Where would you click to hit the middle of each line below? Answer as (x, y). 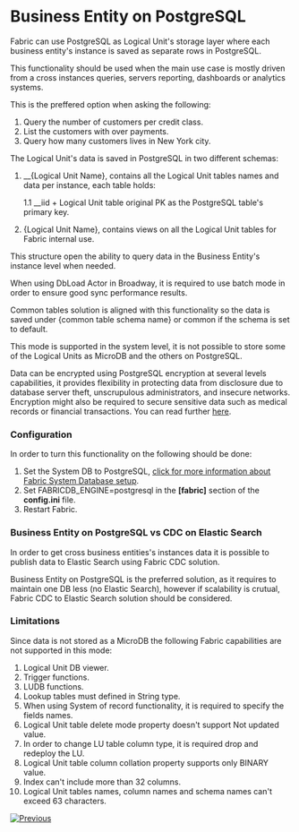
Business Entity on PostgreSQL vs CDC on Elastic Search (136, 533)
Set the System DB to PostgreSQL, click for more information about (147, 471)
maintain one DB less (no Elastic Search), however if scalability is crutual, (145, 588)
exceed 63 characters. (64, 801)
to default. (29, 329)
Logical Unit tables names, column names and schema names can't (147, 791)
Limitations (35, 622)
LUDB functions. (53, 686)
